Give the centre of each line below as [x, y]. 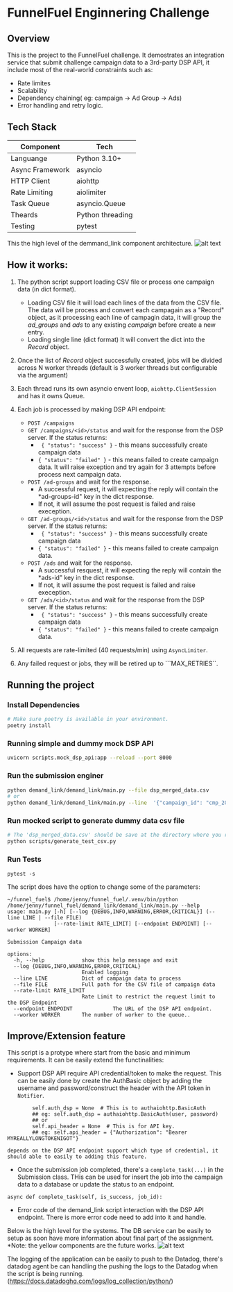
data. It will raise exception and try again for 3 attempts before [127, 467]
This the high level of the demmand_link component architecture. [100, 243]
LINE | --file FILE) [52, 917]
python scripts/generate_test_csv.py [62, 842]
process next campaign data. [79, 474]
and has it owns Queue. [51, 396]
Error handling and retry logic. [60, 105]
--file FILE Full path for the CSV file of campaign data [114, 984]
